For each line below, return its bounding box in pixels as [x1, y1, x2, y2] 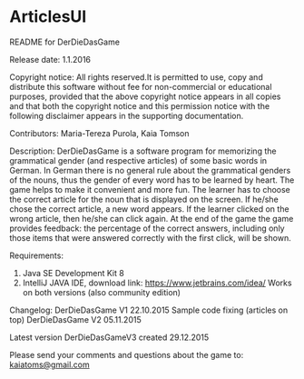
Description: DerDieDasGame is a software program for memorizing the [9, 145, 277, 156]
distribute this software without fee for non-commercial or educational [9, 81, 272, 92]
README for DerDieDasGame [9, 36, 121, 47]
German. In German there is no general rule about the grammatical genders [9, 165, 291, 175]
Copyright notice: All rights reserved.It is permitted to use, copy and [9, 71, 263, 83]
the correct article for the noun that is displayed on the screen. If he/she [9, 194, 279, 204]
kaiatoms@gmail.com [9, 359, 90, 370]
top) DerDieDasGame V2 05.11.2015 [9, 314, 142, 324]
